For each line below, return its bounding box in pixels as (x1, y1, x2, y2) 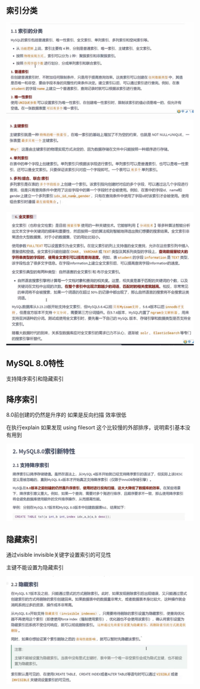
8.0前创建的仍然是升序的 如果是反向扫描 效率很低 (6, 411, 127, 419)
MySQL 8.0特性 (6, 358, 64, 368)
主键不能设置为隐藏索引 (6, 564, 64, 571)
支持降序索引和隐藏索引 (6, 375, 64, 382)
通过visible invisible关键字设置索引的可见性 (6, 551, 111, 559)
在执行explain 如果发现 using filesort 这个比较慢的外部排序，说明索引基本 (6, 424, 186, 431)
